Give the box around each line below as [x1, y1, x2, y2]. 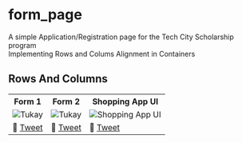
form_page [8, 6, 82, 24]
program [8, 40, 37, 50]
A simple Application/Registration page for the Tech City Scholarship [8, 32, 234, 42]
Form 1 [14, 96, 42, 107]
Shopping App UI [92, 96, 158, 107]
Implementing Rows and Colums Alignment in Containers [8, 49, 196, 58]
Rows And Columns [8, 72, 108, 85]
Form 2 [52, 96, 81, 107]
